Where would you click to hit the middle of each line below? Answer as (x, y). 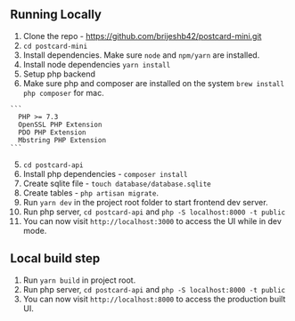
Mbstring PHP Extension (62, 140)
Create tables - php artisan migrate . (91, 193)
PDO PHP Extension (53, 132)
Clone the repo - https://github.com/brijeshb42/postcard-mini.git (142, 36)
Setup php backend (59, 74)
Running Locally (56, 15)
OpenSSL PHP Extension (60, 124)
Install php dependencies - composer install (105, 173)
